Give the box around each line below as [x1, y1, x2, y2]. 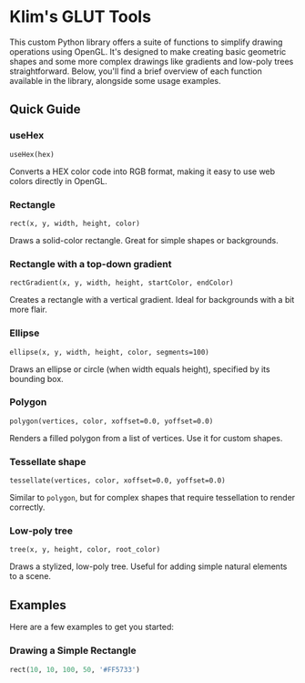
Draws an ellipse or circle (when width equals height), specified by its [9, 363, 270, 375]
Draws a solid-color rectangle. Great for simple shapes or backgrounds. [9, 234, 280, 245]
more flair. [9, 304, 48, 316]
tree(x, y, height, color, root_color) [9, 545, 161, 554]
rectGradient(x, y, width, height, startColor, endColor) [9, 278, 234, 288]
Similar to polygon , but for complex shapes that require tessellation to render [9, 492, 296, 503]
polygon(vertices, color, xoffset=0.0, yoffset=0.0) [9, 417, 214, 426]
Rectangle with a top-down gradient [9, 257, 172, 270]
